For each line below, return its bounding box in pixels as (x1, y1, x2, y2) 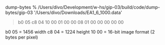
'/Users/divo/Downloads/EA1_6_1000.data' (34, 9, 123, 15)
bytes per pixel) (5, 34, 38, 40)
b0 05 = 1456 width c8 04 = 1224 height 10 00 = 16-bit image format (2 (5, 29, 155, 34)
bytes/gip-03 (5, 9, 33, 15)
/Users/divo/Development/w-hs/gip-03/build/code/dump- (38, 4, 160, 10)
